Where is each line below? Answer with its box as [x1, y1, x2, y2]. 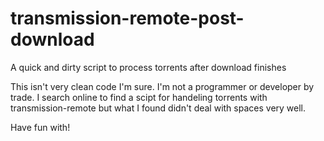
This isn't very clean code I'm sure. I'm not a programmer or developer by [10, 80, 315, 92]
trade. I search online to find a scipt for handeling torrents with [10, 91, 268, 103]
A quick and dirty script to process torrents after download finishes [10, 61, 287, 73]
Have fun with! [10, 121, 71, 133]
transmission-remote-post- [10, 7, 245, 30]
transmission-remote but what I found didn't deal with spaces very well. [10, 102, 307, 114]
